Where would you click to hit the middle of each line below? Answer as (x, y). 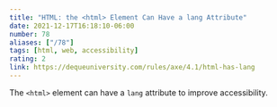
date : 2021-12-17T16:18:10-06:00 (72, 26)
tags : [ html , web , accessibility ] (74, 51)
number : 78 (30, 34)
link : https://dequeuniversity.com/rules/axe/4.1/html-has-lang (132, 68)
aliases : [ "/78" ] (42, 42)
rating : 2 (28, 59)
